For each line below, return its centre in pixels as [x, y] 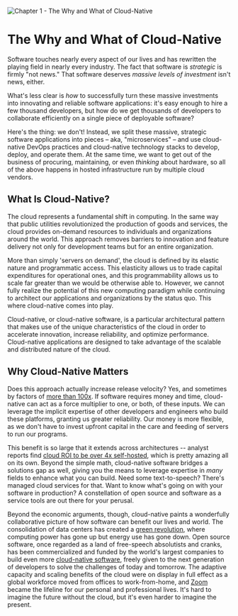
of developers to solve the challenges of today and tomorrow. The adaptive [117, 566]
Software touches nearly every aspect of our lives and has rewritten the [112, 59]
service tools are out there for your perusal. [71, 500]
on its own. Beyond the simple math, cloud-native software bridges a [108, 463]
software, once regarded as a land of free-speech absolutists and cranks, [115, 544]
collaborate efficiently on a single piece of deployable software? [101, 118]
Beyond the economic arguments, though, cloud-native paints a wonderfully [119, 514]
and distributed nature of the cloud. [59, 349]
